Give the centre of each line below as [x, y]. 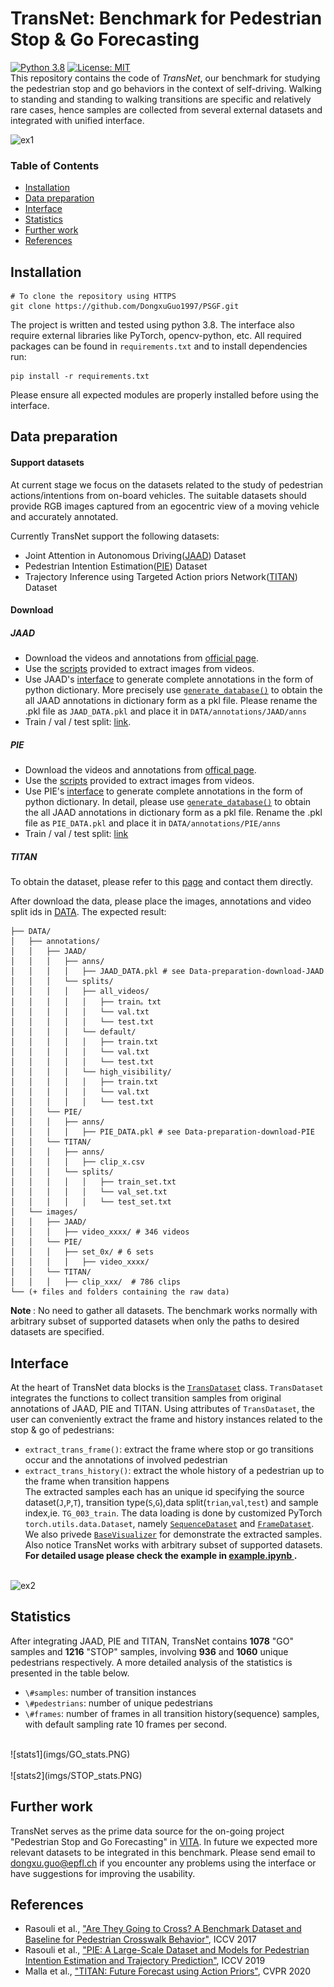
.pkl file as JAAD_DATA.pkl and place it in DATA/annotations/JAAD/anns [165, 711]
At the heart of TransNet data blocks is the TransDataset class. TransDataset [167, 1387]
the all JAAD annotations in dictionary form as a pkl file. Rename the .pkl [173, 813]
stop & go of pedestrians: [62, 1429]
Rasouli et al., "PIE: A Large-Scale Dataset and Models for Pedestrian [167, 1950]
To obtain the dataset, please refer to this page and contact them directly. [161, 882]
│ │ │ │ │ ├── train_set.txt [93, 1182]
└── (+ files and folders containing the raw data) [120, 1292]
